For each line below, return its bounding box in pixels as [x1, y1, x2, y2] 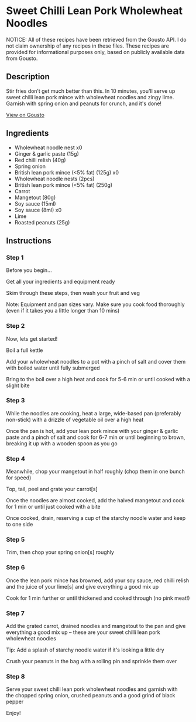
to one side [6, 521, 33, 528]
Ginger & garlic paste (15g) [14, 150, 79, 157]
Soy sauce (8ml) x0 [14, 206, 62, 213]
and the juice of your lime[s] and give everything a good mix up [6, 583, 159, 590]
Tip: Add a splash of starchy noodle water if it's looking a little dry [6, 646, 165, 653]
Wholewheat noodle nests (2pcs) [14, 175, 95, 182]
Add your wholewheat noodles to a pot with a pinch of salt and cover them [6, 358, 186, 365]
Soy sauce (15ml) [14, 200, 57, 207]
